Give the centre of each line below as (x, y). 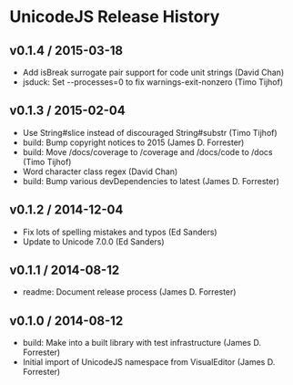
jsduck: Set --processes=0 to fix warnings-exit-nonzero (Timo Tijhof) (153, 82)
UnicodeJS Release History (115, 17)
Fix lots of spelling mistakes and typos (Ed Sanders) (120, 232)
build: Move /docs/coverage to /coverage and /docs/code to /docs (147, 151)
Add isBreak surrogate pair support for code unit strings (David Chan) (153, 72)
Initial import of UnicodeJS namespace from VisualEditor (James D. (149, 362)
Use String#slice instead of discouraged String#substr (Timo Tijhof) (150, 132)
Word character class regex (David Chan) (100, 172)
